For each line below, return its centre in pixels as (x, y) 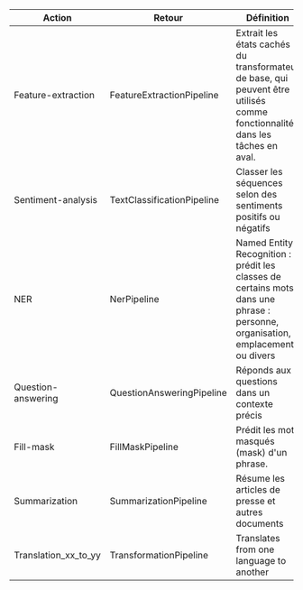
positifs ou (258, 217)
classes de (258, 277)
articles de (258, 489)
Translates (258, 538)
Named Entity (265, 243)
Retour (168, 18)
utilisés (251, 101)
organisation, (263, 333)
